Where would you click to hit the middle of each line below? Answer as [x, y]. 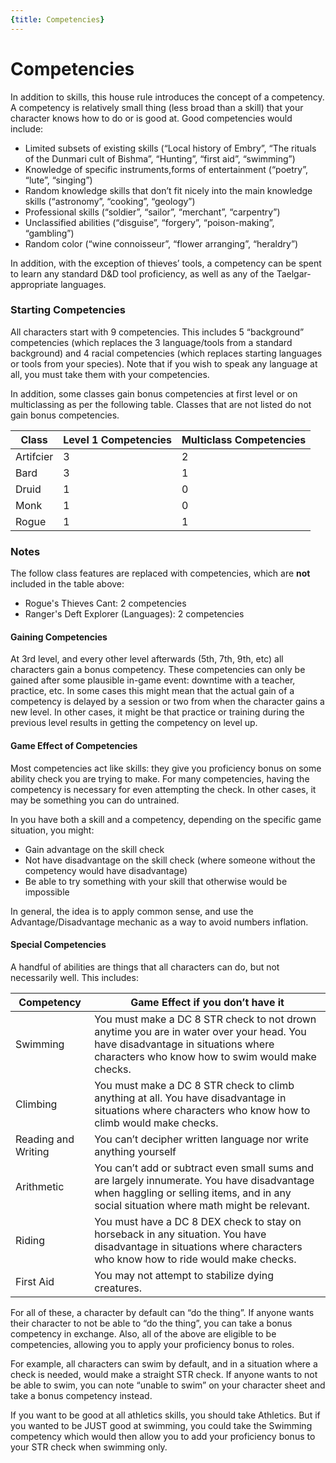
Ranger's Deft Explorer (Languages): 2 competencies [134, 614]
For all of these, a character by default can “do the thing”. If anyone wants [162, 1312]
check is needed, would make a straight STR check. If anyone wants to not [164, 1374]
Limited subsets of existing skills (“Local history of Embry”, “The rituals [170, 148]
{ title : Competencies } [57, 19]
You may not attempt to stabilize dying [184, 1275]
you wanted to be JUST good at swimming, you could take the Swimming [161, 1425]
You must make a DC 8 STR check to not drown [205, 1019]
